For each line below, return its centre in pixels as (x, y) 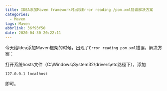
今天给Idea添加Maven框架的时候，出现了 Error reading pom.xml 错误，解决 (82, 47)
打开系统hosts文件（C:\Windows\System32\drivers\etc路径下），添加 (76, 64)
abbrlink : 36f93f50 (25, 28)
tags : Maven (17, 24)
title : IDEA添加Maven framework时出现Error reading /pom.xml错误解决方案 (79, 10)
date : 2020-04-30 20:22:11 (33, 33)
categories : (17, 14)
